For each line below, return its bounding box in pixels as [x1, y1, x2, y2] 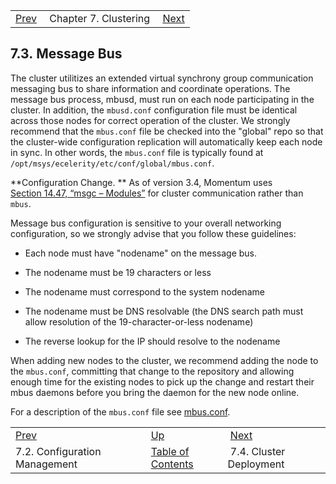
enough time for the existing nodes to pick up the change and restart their [10, 375, 315, 388]
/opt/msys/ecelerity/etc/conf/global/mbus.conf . [10, 157, 215, 169]
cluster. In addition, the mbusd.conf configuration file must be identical [10, 104, 298, 116]
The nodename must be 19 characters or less [24, 266, 212, 278]
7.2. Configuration [15, 444, 102, 458]
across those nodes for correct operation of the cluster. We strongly [10, 114, 291, 126]
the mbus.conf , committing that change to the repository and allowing [10, 365, 295, 377]
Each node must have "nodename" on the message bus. [24, 247, 258, 259]
